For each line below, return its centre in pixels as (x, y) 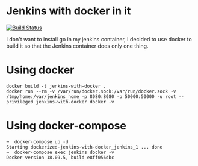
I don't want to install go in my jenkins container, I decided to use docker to (99, 39)
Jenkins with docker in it (69, 11)
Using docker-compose (66, 126)
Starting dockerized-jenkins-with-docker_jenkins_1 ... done (85, 147)
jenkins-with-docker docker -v (75, 102)
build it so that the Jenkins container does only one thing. (77, 46)
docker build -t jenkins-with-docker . (56, 86)
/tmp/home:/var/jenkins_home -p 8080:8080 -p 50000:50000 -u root (91, 97)
